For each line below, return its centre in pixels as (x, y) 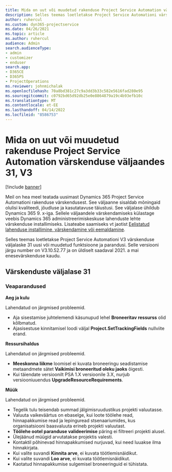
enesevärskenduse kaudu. (33, 255)
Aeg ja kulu (17, 297)
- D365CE (15, 72)
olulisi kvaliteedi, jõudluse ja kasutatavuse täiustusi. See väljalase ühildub (82, 207)
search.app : (18, 67)
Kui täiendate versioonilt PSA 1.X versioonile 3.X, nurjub (71, 374)
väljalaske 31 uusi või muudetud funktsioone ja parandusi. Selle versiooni (82, 245)
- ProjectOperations (27, 81)
